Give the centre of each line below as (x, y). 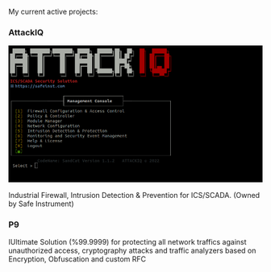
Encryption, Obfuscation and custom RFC (77, 259)
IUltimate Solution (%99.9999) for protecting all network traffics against (128, 242)
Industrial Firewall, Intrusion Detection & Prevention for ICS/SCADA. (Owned (134, 195)
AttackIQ (26, 32)
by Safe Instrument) (41, 204)
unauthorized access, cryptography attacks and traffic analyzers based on (132, 251)
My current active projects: (53, 12)
